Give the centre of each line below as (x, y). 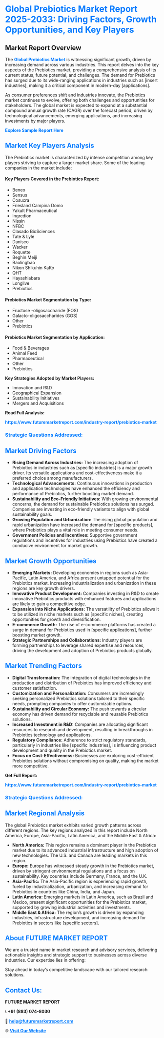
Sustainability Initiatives (36, 398)
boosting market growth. (37, 635)
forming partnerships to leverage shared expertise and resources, (78, 645)
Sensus (20, 195)
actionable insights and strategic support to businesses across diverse (76, 955)
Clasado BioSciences (33, 232)
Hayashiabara (26, 278)
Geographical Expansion (37, 393)
